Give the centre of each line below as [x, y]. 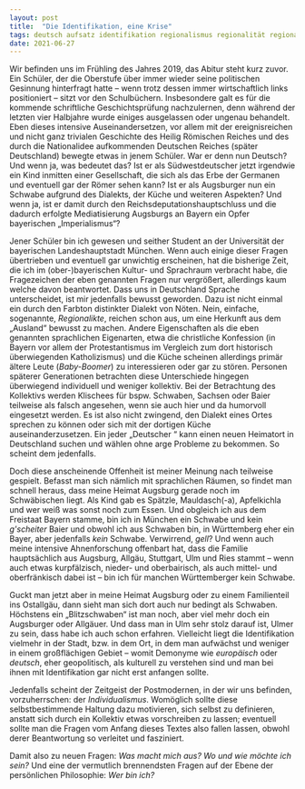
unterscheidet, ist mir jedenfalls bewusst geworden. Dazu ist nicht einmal [146, 299]
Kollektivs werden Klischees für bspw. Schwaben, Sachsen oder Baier [140, 395]
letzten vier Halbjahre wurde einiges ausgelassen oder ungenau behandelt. [150, 117]
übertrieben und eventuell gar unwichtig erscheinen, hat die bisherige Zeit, [149, 261]
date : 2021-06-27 [42, 43]
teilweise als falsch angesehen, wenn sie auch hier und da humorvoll [138, 405]
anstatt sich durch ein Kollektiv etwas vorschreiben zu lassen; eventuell [143, 719]
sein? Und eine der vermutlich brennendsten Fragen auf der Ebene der [142, 765]
